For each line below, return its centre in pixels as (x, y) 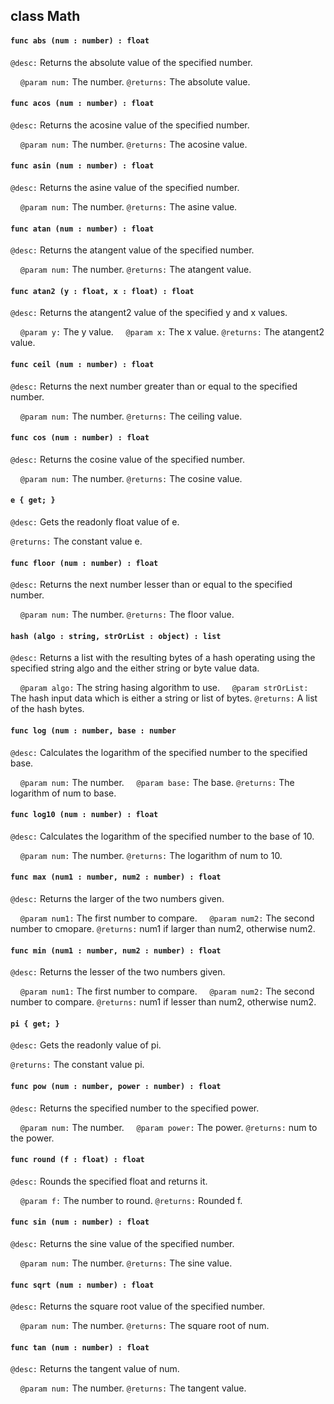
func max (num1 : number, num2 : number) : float (116, 877)
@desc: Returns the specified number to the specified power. (135, 1108)
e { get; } (33, 500)
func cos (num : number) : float (80, 438)
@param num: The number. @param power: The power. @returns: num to (168, 1127)
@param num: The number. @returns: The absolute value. (135, 81)
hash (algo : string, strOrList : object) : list (116, 636)
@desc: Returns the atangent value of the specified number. (132, 250)
